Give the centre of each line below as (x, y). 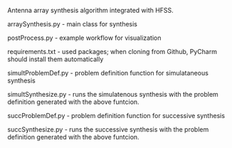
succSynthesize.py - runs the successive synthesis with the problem (108, 129)
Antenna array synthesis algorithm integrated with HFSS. (91, 10)
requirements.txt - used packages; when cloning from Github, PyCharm (112, 52)
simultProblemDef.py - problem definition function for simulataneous (108, 73)
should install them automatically (56, 59)
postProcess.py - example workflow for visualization (84, 38)
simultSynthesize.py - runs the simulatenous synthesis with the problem (113, 94)
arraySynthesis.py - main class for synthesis (72, 24)
